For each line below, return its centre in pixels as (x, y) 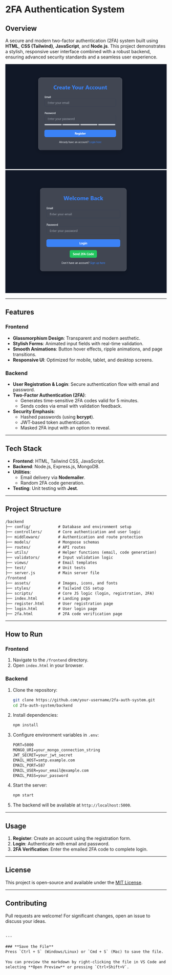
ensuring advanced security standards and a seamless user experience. (81, 57)
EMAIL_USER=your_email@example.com (51, 771)
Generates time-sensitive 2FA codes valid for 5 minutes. (80, 401)
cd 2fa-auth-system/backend (42, 706)
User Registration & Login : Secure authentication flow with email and (86, 384)
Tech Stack (24, 449)
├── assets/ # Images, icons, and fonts (61, 583)
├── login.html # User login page (51, 609)
